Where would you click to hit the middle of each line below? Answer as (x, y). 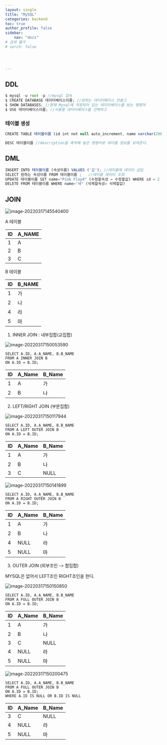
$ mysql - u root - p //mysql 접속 (39, 96)
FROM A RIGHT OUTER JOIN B (33, 499)
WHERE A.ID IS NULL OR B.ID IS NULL (43, 696)
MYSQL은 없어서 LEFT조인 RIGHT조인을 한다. (50, 576)
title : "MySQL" (21, 14)
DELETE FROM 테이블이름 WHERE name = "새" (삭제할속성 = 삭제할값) (65, 184)
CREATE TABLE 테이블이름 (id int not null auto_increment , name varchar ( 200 (84, 134)
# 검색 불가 (15, 42)
